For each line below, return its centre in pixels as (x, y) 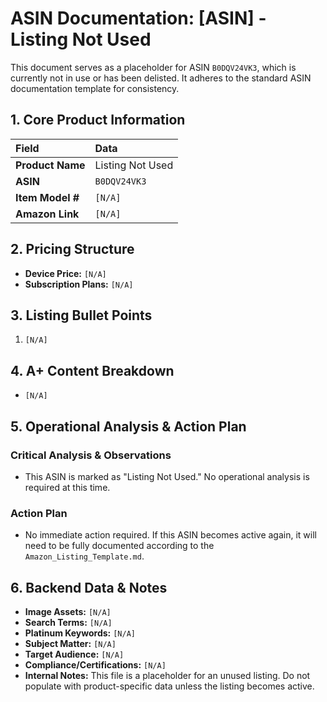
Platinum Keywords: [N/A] (80, 633)
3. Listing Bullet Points (81, 315)
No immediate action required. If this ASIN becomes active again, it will (170, 535)
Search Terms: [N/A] (68, 622)
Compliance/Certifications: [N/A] (95, 664)
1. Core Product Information (98, 120)
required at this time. (67, 487)
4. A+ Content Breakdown (92, 370)
